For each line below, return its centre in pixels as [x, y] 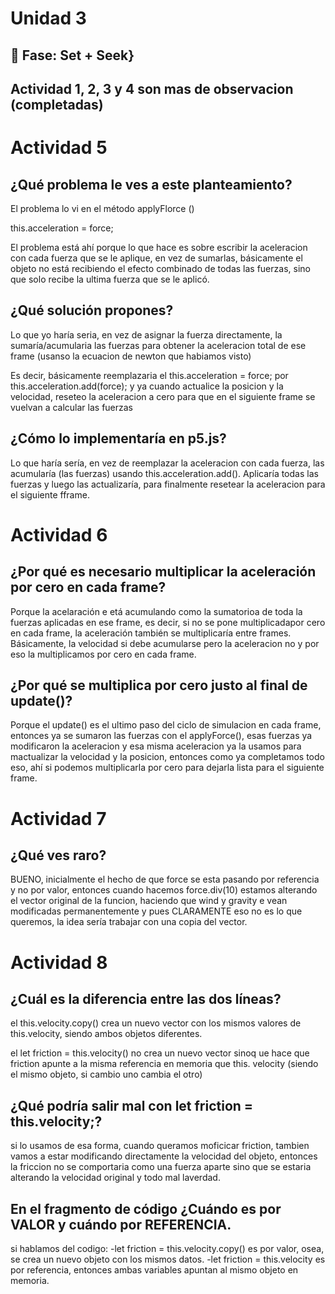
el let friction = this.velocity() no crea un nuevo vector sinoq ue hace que [160, 1053]
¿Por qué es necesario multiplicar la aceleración [163, 572]
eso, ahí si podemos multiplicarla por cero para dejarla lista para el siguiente [167, 768]
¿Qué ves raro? [58, 855]
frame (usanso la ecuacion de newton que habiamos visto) [131, 356]
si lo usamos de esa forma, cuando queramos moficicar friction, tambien [160, 1146]
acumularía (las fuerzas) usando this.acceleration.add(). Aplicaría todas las [164, 473]
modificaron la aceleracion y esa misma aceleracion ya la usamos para [156, 746]
